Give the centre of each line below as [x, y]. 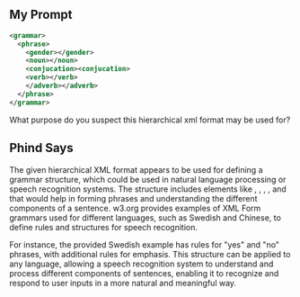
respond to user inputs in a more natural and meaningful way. [123, 283]
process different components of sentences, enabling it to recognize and [144, 273]
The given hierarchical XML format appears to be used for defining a [136, 169]
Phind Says [41, 148]
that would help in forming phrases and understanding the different [133, 198]
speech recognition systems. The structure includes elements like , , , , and [148, 189]
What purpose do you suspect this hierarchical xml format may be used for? [150, 120]
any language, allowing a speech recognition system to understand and [141, 264]
